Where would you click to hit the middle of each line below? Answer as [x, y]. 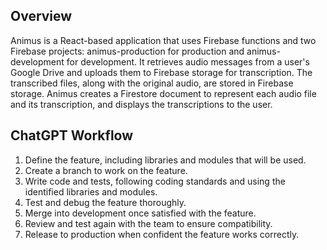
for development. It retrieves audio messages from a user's [188, 61]
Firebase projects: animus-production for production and [127, 51]
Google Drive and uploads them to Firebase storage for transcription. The [161, 72]
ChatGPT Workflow [72, 135]
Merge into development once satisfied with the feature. [140, 213]
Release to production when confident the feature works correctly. [162, 234]
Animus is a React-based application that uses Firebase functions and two [163, 40]
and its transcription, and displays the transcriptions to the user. [141, 104]
